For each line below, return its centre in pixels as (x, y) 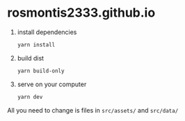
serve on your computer (52, 84)
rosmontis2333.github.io (81, 13)
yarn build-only (41, 71)
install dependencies (47, 32)
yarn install (36, 45)
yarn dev (30, 97)
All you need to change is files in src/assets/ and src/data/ (93, 110)
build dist (30, 58)
